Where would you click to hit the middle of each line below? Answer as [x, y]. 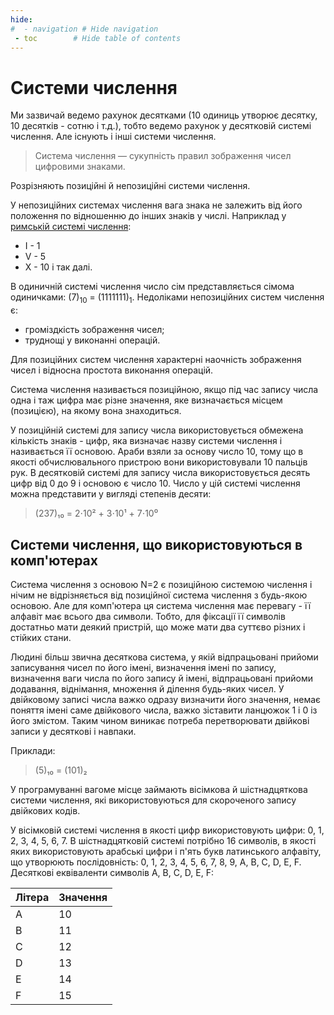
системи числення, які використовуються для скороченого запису [153, 800]
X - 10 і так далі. [58, 267]
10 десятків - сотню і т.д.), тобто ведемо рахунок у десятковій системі [161, 126]
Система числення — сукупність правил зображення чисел [163, 156]
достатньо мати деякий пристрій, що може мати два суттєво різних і [158, 627]
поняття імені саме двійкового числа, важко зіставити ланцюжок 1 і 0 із [164, 710]
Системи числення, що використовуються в [156, 544]
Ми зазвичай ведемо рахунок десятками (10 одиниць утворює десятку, [164, 115]
